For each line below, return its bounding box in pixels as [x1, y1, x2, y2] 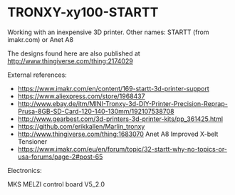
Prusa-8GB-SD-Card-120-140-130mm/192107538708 [17, 107, 174, 115]
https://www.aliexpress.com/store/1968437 [17, 92, 145, 100]
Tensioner [17, 137, 48, 146]
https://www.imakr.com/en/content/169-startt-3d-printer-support [17, 84, 210, 93]
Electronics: [7, 166, 43, 174]
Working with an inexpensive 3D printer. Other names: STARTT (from [7, 28, 209, 36]
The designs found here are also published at [7, 49, 140, 58]
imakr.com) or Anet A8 [7, 35, 73, 43]
